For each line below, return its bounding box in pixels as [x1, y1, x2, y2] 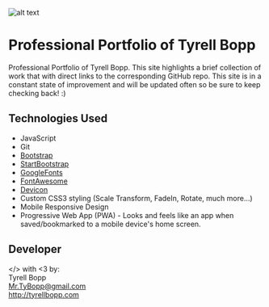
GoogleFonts [19, 167, 63, 177]
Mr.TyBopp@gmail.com [8, 281, 86, 291]
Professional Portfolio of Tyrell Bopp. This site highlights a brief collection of [8, 62, 261, 72]
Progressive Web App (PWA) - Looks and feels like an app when [19, 210, 234, 220]
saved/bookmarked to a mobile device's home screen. [19, 219, 201, 229]
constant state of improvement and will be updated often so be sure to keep [8, 79, 261, 89]
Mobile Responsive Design [19, 202, 109, 212]
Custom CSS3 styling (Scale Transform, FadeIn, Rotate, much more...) [19, 193, 253, 203]
